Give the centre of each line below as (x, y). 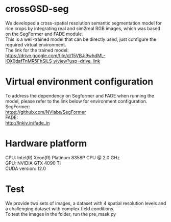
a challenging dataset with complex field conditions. (60, 208)
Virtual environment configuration (79, 82)
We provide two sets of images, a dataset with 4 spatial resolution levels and (86, 203)
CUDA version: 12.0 (26, 168)
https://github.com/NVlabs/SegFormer (46, 112)
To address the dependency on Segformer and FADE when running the (80, 95)
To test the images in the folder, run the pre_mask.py (61, 214)
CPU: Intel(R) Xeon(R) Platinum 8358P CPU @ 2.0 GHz (63, 157)
